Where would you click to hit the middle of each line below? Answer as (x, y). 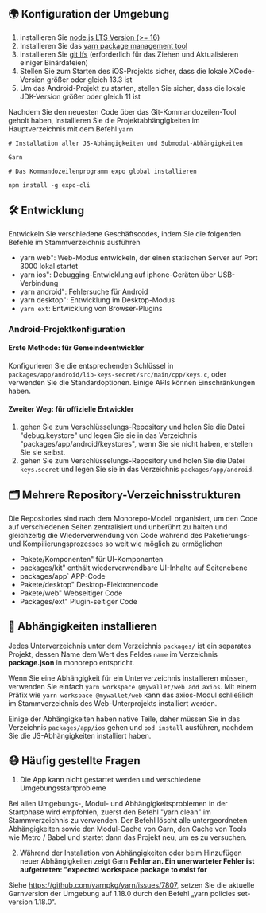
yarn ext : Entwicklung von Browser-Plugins (91, 308)
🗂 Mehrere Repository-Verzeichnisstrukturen (124, 496)
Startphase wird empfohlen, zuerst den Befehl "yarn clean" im (110, 812)
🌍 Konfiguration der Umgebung (89, 14)
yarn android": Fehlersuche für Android (84, 291)
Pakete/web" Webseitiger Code (71, 593)
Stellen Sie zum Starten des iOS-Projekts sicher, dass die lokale (123, 71)
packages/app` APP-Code (62, 576)
